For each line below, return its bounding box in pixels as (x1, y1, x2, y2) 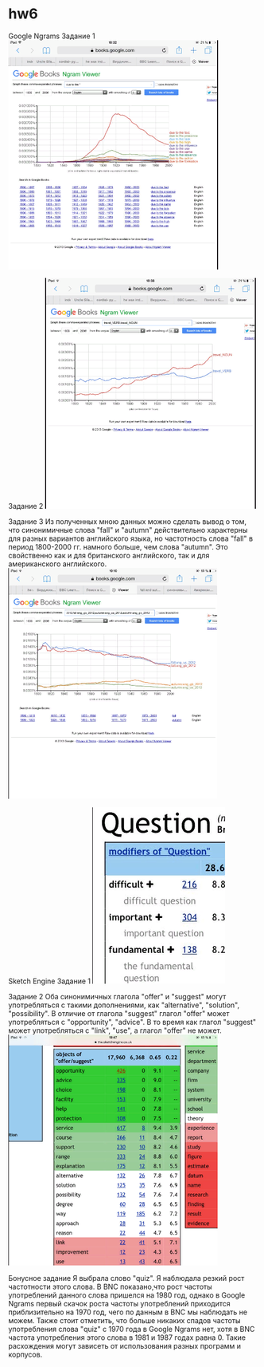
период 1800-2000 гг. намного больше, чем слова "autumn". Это (8, 542, 229, 551)
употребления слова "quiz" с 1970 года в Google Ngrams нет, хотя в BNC (8, 1324, 255, 1334)
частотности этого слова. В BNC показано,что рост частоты (8, 1282, 212, 1291)
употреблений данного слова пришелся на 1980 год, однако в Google (8, 1290, 246, 1300)
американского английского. (8, 559, 107, 569)
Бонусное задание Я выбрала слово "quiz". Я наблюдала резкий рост (8, 1273, 245, 1282)
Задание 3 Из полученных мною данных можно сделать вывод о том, (8, 516, 247, 526)
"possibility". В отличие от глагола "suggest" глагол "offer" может (8, 1008, 230, 1018)
